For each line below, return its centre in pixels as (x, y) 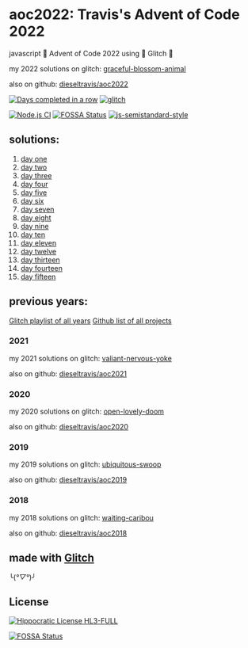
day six (32, 200)
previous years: (48, 301)
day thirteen (40, 260)
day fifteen (38, 276)
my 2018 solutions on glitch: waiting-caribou (81, 517)
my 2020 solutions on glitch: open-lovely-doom (87, 412)
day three (36, 175)
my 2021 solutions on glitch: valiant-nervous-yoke (91, 358)
